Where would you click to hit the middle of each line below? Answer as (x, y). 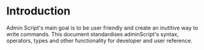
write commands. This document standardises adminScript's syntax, (93, 34)
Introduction (38, 11)
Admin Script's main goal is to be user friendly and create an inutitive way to (102, 28)
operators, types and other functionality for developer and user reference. (100, 40)
